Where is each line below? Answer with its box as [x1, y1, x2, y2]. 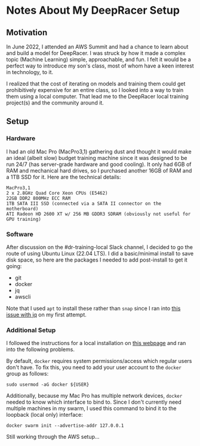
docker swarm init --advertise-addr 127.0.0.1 [6, 423, 124, 429]
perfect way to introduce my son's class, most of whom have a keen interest [6, 62, 194, 69]
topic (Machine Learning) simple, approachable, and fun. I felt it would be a [6, 56, 191, 63]
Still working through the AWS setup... [6, 433, 100, 441]
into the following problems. [6, 346, 75, 353]
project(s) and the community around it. [6, 99, 104, 106]
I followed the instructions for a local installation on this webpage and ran [6, 340, 186, 347]
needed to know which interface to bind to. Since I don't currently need [6, 398, 182, 406]
